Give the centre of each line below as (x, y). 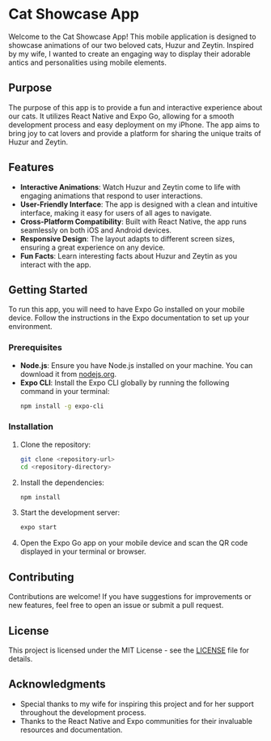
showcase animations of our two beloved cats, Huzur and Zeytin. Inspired (131, 45)
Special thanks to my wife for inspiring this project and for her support (137, 704)
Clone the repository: (55, 444)
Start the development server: (70, 512)
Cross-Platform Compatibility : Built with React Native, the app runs (133, 221)
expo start (38, 528)
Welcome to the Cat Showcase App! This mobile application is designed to (132, 36)
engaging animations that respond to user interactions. (111, 195)
